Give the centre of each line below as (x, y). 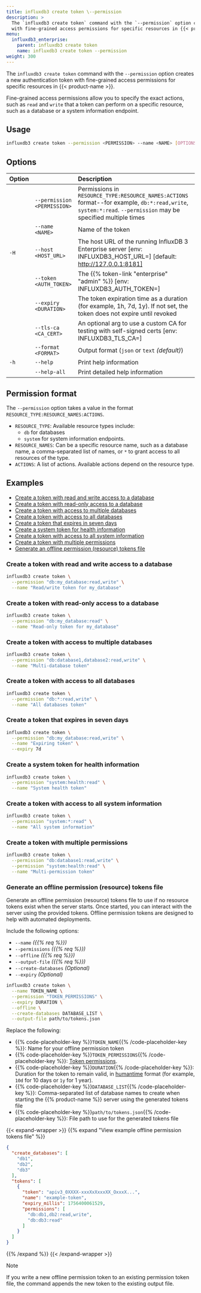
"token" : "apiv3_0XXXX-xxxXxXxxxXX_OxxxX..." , (81, 1192)
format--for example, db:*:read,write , (133, 203)
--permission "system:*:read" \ (52, 822)
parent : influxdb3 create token (57, 46)
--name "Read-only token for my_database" (65, 627)
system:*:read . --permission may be (129, 210)
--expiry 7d (27, 749)
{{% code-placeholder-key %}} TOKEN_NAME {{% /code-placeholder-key (101, 1042)
